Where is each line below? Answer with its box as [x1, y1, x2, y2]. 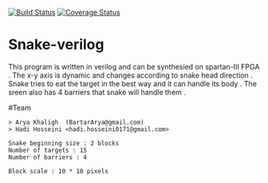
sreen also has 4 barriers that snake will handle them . [8, 87, 186, 97]
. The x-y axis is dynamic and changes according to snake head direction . [8, 70, 253, 80]
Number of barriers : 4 [8, 153, 88, 161]
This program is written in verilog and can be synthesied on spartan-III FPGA [8, 62, 260, 71]
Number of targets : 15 [8, 146, 88, 154]
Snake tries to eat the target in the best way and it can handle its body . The [8, 78, 258, 88]
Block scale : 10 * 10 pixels [8, 167, 109, 175]
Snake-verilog [8, 36, 104, 54]
